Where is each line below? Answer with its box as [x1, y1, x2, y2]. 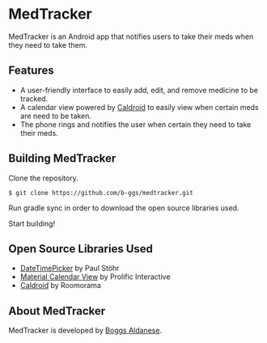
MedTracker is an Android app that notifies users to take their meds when [8, 32, 254, 41]
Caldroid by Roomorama [19, 281, 101, 290]
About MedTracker [8, 304, 106, 318]
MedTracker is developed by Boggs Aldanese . [8, 325, 163, 336]
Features [8, 64, 54, 78]
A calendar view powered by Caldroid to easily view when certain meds [19, 102, 259, 112]
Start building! [8, 218, 55, 228]
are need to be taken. [19, 111, 91, 121]
